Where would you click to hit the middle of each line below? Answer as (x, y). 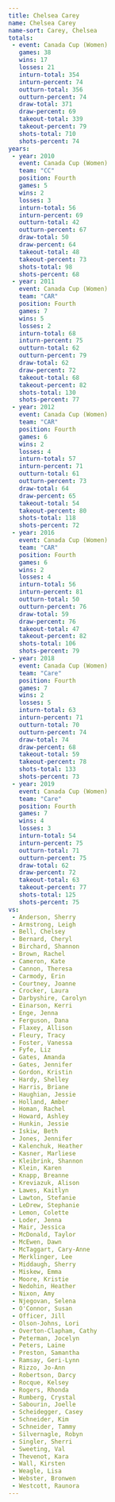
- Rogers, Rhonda (40, 1390)
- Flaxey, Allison (42, 1028)
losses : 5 (35, 703)
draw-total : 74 (44, 740)
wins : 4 (31, 821)
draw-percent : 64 (48, 245)
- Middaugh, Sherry (44, 1264)
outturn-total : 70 (49, 725)
